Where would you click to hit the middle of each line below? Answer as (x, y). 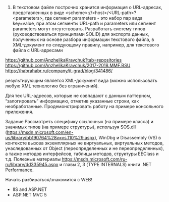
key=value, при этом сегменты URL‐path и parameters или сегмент (84, 23)
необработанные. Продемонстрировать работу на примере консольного (84, 106)
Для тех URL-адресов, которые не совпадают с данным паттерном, (78, 96)
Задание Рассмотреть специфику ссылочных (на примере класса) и (79, 121)
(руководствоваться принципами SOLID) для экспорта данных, (81, 34)
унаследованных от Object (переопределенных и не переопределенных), (85, 148)
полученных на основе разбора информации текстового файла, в (83, 39)
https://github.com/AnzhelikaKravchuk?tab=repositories (64, 60)
